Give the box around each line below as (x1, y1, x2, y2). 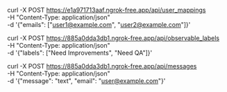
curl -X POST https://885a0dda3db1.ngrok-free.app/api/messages (7, 62, 197, 70)
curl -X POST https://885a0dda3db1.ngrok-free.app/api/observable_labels (7, 34, 220, 42)
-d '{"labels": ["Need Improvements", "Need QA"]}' (7, 48, 153, 57)
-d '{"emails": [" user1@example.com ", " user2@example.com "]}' (7, 21, 191, 28)
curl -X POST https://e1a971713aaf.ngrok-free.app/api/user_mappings (7, 6, 206, 14)
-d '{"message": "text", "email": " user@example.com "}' (7, 77, 166, 85)
